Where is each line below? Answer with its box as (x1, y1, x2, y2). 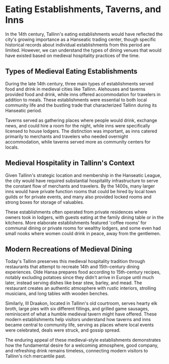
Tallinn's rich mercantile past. (5, 353, 66, 359)
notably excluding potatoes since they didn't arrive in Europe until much (5, 275, 154, 281)
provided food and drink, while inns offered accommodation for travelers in (5, 91, 161, 97)
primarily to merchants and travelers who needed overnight (5, 133, 128, 140)
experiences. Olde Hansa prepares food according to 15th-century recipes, (5, 269, 161, 275)
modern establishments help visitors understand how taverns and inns (5, 316, 151, 323)
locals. (5, 144, 19, 150)
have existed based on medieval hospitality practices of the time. (5, 52, 140, 59)
